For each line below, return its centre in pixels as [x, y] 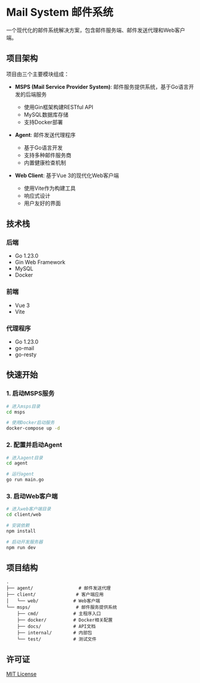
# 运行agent [20, 474]
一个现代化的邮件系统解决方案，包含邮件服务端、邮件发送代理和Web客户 [96, 30]
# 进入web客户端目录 [29, 509]
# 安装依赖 [18, 526]
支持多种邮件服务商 [48, 155]
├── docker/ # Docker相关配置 [65, 620]
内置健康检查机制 [45, 162]
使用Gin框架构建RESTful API [59, 107]
